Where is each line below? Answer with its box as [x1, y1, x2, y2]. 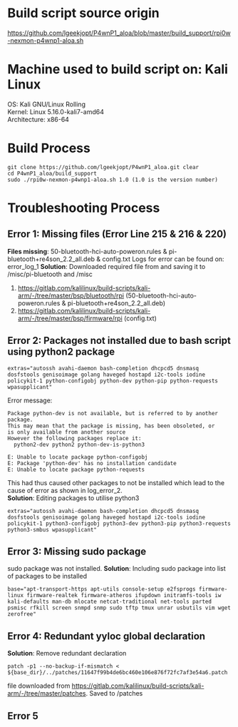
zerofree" [7, 611, 37, 618]
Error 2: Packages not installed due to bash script [7, 335, 232, 347]
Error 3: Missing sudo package [7, 546, 147, 558]
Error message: [7, 396, 53, 405]
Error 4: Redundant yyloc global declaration [7, 630, 205, 642]
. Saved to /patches [85, 689, 143, 698]
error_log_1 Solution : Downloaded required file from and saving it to [7, 262, 206, 270]
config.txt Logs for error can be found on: [102, 255, 224, 263]
